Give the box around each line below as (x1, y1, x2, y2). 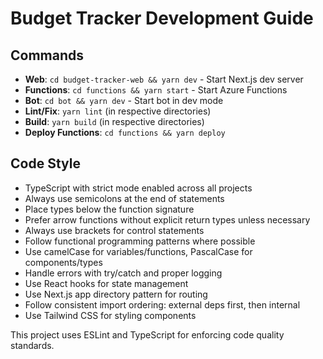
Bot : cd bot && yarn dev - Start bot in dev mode (24, 95, 224, 106)
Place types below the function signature (24, 203, 195, 215)
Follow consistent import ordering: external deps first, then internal (24, 298, 301, 311)
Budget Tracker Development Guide (10, 7, 314, 30)
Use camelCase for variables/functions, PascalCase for (24, 245, 253, 257)
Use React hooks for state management (24, 277, 189, 289)
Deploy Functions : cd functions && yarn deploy (24, 127, 226, 138)
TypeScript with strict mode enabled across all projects (24, 182, 253, 194)
